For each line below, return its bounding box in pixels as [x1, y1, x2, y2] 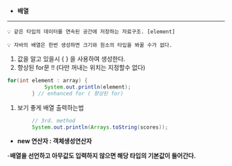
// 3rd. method [32, 117, 76, 124]
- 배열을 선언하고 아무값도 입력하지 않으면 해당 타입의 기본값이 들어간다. [7, 151, 196, 160]
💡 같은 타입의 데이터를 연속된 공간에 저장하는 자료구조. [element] [7, 28, 175, 35]
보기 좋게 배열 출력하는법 [17, 103, 84, 111]
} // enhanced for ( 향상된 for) [32, 90, 124, 97]
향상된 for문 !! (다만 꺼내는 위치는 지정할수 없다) [17, 64, 146, 71]
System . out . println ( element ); [43, 83, 131, 91]
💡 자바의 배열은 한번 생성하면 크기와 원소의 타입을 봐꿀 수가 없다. [7, 41, 173, 48]
